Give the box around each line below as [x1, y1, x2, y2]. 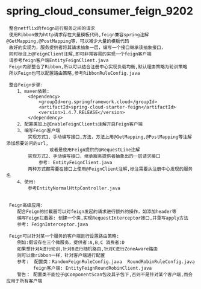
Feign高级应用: [8, 202, 43, 208]
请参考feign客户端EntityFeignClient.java [8, 57, 109, 63]
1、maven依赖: [17, 88, 50, 94]
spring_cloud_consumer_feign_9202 [6, 4, 194, 18]
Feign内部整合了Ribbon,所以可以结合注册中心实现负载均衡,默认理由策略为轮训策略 [8, 63, 188, 70]
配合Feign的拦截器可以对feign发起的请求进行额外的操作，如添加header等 [17, 208, 177, 215]
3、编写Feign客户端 [17, 127, 60, 133]
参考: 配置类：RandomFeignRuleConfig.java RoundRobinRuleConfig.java [17, 258, 195, 265]
